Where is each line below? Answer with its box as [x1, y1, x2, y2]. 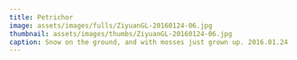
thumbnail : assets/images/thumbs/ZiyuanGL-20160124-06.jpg [9, 29, 233, 38]
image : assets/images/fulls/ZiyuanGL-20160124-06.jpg [9, 21, 213, 30]
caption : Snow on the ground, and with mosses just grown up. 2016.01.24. [9, 37, 293, 47]
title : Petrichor [9, 12, 74, 22]
